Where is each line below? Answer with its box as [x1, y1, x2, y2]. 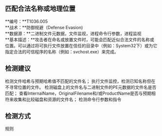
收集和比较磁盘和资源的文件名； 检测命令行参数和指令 [13, 96, 122, 102]
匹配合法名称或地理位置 [5, 4, 75, 13]
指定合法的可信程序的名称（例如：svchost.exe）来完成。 [5, 49, 119, 54]
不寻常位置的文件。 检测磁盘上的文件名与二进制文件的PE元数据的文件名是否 [5, 84, 157, 90]
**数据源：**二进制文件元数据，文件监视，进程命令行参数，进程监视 [5, 31, 142, 36]
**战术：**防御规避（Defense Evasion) [5, 24, 83, 30]
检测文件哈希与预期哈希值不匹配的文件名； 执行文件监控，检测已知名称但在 [5, 78, 156, 84]
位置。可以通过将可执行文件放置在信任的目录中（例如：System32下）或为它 [5, 43, 158, 49]
